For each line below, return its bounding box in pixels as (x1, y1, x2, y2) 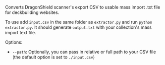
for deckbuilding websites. (5, 9, 59, 15)
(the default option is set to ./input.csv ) (12, 54, 95, 60)
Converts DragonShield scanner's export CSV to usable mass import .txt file (5, 4, 161, 10)
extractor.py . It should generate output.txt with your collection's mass (5, 24, 152, 30)
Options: (5, 39, 23, 45)
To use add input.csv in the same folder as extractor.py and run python (5, 19, 153, 25)
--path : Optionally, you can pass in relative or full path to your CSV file (12, 49, 156, 55)
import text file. (5, 30, 36, 35)
